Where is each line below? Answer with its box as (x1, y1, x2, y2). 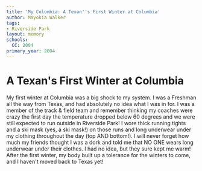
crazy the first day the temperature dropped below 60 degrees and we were (6, 113, 195, 120)
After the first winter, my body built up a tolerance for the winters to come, (6, 151, 191, 158)
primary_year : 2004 (6, 48, 55, 54)
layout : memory (6, 31, 45, 37)
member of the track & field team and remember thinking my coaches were (6, 107, 193, 114)
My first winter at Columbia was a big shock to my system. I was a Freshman (6, 94, 197, 101)
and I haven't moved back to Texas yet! (6, 158, 104, 165)
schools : (6, 37, 28, 43)
